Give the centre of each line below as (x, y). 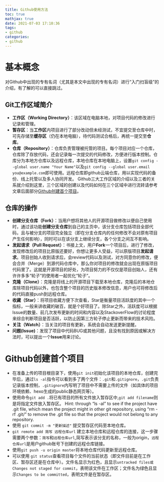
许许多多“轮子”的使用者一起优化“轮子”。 (52, 276)
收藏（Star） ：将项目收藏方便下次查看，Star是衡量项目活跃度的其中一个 (83, 300)
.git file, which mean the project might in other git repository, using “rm (83, 409)
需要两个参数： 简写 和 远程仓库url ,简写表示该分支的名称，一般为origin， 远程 (85, 438)
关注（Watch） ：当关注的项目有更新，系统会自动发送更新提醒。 (75, 325)
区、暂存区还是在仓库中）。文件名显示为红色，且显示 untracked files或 (83, 462)
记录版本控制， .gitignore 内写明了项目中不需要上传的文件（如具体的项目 (85, 386)
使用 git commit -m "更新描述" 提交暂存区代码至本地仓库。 (70, 425)
